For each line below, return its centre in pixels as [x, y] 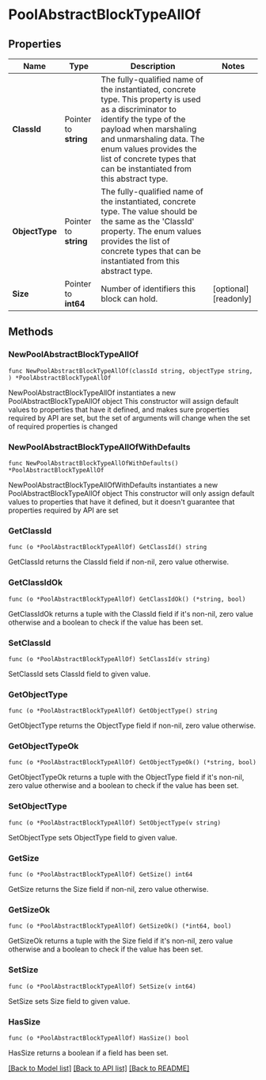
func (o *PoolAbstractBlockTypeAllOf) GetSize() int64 [101, 874]
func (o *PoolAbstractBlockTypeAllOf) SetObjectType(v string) [115, 823]
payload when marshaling [149, 129]
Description [153, 66]
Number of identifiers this [148, 289]
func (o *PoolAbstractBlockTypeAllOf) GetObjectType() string [113, 711]
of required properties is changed [63, 426]
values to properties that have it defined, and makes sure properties [119, 409]
